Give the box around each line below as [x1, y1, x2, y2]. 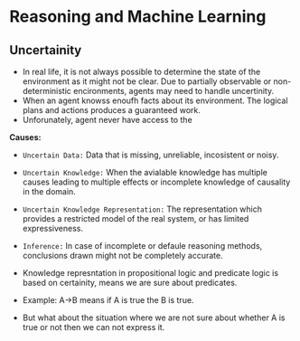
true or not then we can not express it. [22, 322, 165, 332]
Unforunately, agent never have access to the [22, 115, 192, 125]
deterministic [22, 86, 72, 96]
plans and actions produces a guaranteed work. [22, 105, 202, 115]
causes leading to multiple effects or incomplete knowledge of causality [22, 176, 291, 187]
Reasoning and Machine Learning [9, 6, 267, 27]
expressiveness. [22, 223, 84, 233]
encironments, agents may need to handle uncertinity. [73, 86, 274, 96]
